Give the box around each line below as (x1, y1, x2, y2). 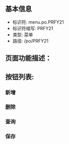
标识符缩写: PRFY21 (12, 25, 53, 31)
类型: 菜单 (12, 32, 33, 38)
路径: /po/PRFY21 (12, 38, 49, 44)
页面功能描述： (5, 54, 52, 63)
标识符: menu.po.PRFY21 (12, 19, 64, 25)
